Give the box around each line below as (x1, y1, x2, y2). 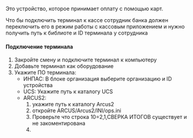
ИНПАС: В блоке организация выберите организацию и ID (23, 75, 172, 82)
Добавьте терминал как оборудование (14, 63, 114, 70)
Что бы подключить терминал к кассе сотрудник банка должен (5, 17, 169, 23)
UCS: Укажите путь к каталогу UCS (23, 88, 114, 95)
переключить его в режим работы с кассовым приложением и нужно (5, 23, 185, 30)
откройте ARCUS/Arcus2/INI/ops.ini (32, 107, 122, 114)
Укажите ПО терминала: (14, 69, 76, 76)
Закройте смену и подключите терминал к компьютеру (14, 56, 157, 63)
